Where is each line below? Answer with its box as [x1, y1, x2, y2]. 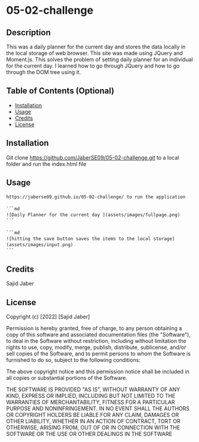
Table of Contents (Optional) [6, 86, 115, 96]
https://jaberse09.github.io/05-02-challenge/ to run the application [6, 194, 186, 200]
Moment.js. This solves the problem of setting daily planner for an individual [6, 56, 193, 63]
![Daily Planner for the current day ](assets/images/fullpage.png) [6, 212, 180, 218]
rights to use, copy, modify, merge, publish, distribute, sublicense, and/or [6, 344, 186, 351]
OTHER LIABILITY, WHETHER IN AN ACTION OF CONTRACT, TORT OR [6, 418, 180, 425]
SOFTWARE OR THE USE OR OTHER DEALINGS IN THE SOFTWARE [6, 431, 172, 438]
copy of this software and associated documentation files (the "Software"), [6, 331, 191, 338]
